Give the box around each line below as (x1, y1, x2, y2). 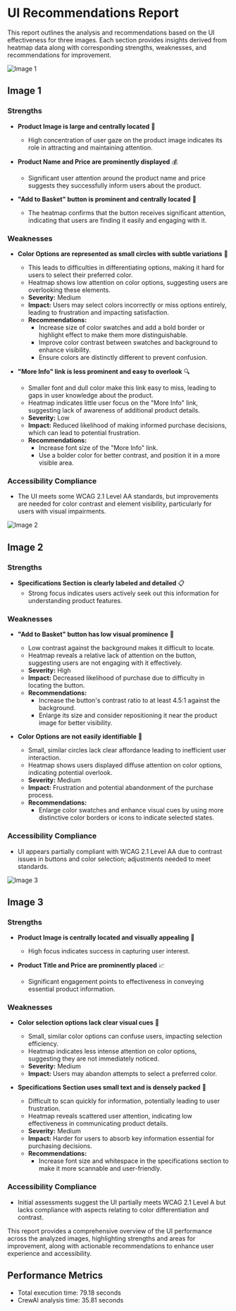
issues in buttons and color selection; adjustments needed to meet (17, 855, 211, 863)
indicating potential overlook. (27, 769, 113, 777)
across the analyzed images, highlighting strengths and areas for (7, 1234, 196, 1243)
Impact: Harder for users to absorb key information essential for (27, 1134, 215, 1143)
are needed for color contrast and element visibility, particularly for (17, 499, 212, 508)
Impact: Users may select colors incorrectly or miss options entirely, (27, 300, 227, 309)
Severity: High (27, 666, 72, 675)
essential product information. (27, 985, 116, 994)
